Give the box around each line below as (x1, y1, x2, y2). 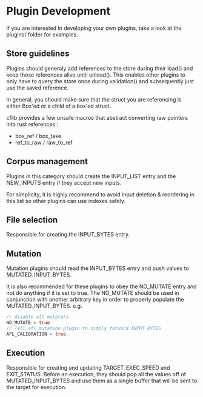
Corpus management (6, 156, 88, 167)
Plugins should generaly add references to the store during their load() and (6, 64, 193, 72)
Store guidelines (6, 49, 70, 59)
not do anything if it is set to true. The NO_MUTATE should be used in (6, 289, 180, 297)
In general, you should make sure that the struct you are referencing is (6, 95, 182, 103)
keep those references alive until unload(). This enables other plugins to (6, 71, 186, 78)
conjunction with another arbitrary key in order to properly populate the (6, 296, 184, 303)
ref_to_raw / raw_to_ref (15, 139, 73, 146)
